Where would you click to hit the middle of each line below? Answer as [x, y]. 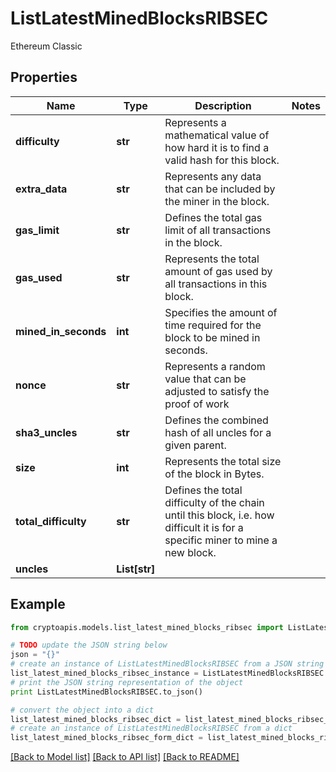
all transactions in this [216, 284]
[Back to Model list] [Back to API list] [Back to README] [125, 757]
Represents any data [213, 176]
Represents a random [215, 366]
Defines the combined [216, 420]
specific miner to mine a [221, 540]
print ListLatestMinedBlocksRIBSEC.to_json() [106, 692]
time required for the [213, 325]
